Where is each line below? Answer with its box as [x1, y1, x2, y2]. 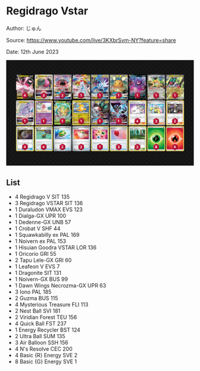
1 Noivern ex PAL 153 [14, 237, 67, 245]
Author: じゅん [6, 24, 42, 32]
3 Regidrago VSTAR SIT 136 [14, 200, 83, 207]
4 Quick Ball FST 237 [14, 320, 67, 327]
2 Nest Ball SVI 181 [14, 307, 61, 314]
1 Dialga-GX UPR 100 [14, 212, 67, 219]
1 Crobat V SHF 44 [14, 225, 61, 232]
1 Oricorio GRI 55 [14, 251, 57, 258]
